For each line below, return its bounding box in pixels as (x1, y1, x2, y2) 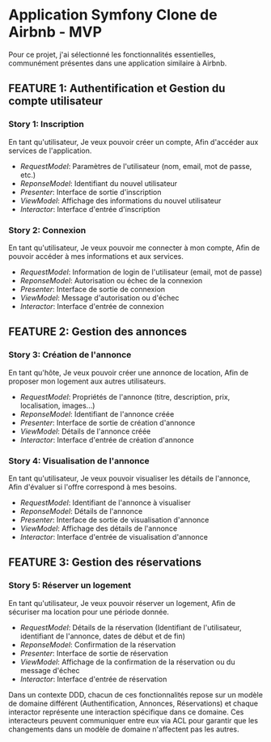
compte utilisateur (8, 95, 104, 108)
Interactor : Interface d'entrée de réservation (19, 674, 167, 684)
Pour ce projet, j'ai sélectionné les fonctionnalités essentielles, (8, 49, 216, 59)
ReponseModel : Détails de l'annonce (19, 506, 143, 515)
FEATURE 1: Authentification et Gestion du (8, 82, 226, 95)
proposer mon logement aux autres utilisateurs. (8, 376, 167, 386)
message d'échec (19, 665, 80, 675)
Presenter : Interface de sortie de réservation (19, 648, 168, 658)
